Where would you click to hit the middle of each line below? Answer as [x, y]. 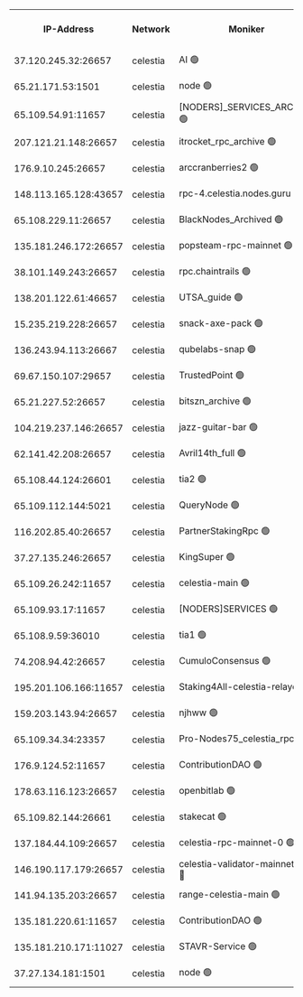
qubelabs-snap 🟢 [218, 349]
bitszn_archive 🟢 [216, 401]
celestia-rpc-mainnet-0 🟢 [237, 842]
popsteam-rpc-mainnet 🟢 [236, 245]
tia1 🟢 [193, 634]
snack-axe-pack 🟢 [221, 322]
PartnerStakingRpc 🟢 [225, 530]
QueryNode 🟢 [210, 505]
